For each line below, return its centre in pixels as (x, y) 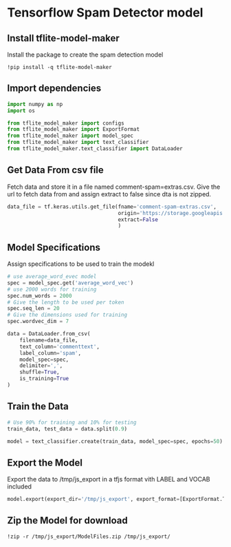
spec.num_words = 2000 (40, 296)
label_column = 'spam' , (50, 353)
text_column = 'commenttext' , (59, 347)
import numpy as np (35, 104)
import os (21, 111)
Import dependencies (54, 89)
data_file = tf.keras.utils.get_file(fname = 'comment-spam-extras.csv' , (112, 207)
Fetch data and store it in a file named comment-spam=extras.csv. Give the (114, 187)
